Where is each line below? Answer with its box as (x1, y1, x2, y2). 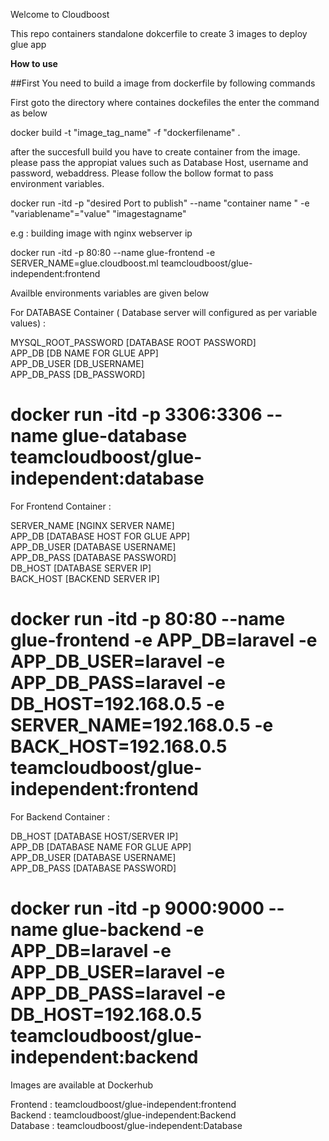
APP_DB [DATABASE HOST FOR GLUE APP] (10, 530, 191, 542)
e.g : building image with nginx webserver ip (10, 227, 193, 239)
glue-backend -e (61, 919, 205, 941)
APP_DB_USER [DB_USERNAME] (10, 358, 145, 369)
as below (10, 107, 48, 119)
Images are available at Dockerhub (10, 1079, 154, 1091)
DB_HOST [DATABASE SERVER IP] (10, 562, 152, 574)
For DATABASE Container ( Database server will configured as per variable (10, 307, 318, 318)
